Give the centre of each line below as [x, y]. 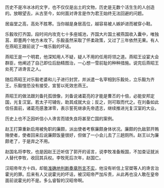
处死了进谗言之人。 [24, 69]
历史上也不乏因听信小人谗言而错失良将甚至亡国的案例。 [61, 118]
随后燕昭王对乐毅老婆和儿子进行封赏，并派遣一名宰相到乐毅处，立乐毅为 [78, 79]
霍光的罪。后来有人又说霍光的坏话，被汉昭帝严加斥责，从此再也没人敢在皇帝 [82, 174]
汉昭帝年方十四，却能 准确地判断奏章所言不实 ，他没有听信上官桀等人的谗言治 [82, 168]
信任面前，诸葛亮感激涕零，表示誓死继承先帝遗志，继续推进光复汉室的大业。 [82, 108]
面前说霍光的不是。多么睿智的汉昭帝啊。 [46, 180]
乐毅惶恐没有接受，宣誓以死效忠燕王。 [52, 85]
